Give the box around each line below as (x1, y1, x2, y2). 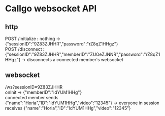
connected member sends (5, 94, 59, 100)
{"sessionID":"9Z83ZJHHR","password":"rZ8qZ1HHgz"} (5, 41, 118, 47)
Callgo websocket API (5, 3, 97, 14)
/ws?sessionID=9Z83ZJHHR (5, 84, 63, 90)
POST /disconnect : (5, 46, 45, 52)
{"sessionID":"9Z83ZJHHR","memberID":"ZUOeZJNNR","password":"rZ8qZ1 (5, 51, 160, 57)
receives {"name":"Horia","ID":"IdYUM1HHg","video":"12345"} (5, 105, 131, 111)
